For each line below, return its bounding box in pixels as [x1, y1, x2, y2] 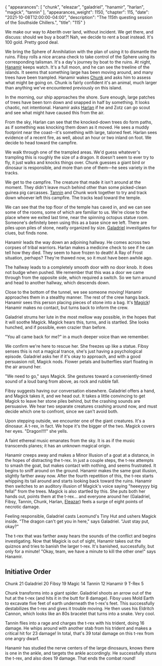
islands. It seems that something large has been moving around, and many [5, 69, 153, 75]
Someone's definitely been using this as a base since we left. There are [5, 220, 147, 225]
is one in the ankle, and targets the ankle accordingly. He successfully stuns [5, 650, 157, 656]
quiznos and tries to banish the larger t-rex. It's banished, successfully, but [5, 544, 154, 549]
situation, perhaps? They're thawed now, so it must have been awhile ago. [5, 255, 153, 260]
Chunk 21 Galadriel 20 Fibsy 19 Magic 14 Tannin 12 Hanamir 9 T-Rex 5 [5, 581, 144, 586]
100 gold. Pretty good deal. [5, 39, 59, 45]
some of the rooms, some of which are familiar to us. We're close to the [5, 209, 147, 215]
